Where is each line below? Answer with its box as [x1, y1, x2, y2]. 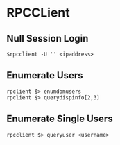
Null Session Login [6, 33, 89, 44]
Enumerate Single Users [6, 113, 113, 125]
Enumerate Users [6, 69, 83, 81]
